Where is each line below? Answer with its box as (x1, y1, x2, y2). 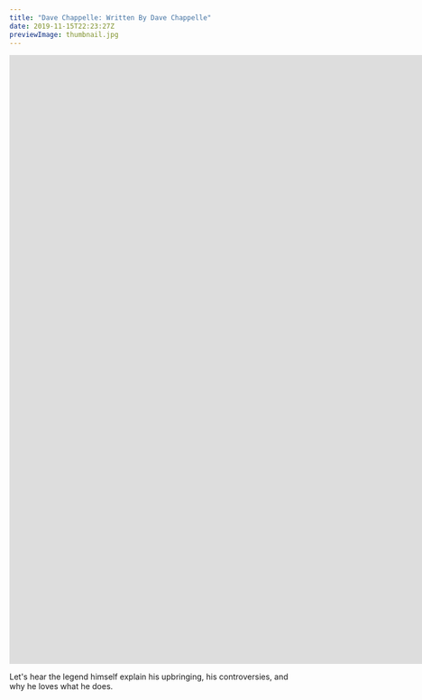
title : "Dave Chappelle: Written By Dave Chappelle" (9, 13, 212, 23)
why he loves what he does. (9, 681, 114, 692)
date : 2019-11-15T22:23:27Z (9, 22, 115, 31)
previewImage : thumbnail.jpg (9, 30, 119, 39)
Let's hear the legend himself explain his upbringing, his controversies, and (9, 671, 289, 682)
